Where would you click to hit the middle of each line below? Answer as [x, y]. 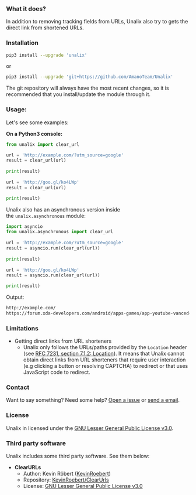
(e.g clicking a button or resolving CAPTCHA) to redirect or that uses [106, 366]
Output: [15, 297]
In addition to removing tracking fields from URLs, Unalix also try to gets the [97, 22]
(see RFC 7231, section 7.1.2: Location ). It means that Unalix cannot [104, 354]
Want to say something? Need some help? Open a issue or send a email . [93, 400]
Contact [18, 387]
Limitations [22, 328]
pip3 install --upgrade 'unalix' [47, 55]
